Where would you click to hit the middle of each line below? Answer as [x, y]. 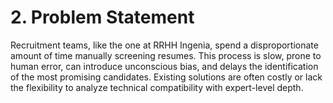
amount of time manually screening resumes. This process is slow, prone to [166, 55]
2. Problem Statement [102, 17]
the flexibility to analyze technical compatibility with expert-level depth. [157, 87]
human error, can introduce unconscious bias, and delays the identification [164, 66]
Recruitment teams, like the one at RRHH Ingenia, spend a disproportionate [164, 45]
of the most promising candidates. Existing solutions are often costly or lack [166, 77]
